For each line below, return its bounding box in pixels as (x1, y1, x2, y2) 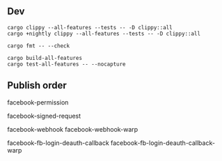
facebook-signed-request (7, 112, 81, 120)
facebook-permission (7, 98, 69, 107)
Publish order (7, 79, 68, 91)
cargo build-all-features (7, 54, 82, 61)
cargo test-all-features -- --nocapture (7, 61, 127, 68)
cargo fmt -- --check (7, 42, 70, 49)
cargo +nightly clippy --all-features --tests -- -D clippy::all (7, 30, 200, 37)
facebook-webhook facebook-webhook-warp (7, 125, 138, 133)
